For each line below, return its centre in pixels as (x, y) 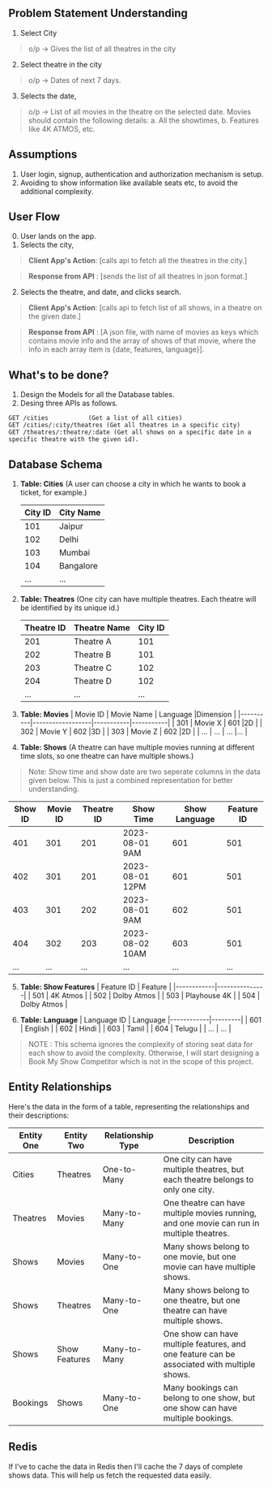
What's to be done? (59, 375)
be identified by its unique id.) (70, 608)
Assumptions (43, 155)
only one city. (189, 1189)
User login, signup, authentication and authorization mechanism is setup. (142, 174)
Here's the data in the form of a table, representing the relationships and (129, 1106)
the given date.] (54, 317)
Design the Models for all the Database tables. (97, 395)
